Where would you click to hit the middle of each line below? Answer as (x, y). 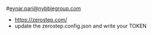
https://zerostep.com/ (41, 20)
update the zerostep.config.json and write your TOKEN (81, 26)
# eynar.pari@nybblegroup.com (44, 8)
